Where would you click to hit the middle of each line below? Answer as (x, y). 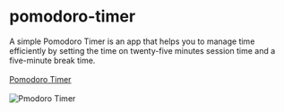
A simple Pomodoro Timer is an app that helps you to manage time (132, 41)
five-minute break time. (52, 60)
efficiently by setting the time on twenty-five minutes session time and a (142, 50)
